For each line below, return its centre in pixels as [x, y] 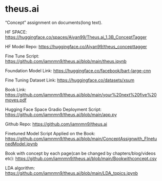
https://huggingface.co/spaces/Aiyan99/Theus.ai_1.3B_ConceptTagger [76, 37]
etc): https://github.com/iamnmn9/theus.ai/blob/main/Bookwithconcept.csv [81, 158]
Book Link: [16, 89]
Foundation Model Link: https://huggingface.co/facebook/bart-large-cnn [78, 70]
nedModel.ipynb [21, 144]
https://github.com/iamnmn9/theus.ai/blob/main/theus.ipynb [66, 61]
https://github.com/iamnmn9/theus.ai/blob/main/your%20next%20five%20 [81, 95]
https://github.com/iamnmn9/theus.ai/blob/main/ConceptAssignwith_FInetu [81, 139]
